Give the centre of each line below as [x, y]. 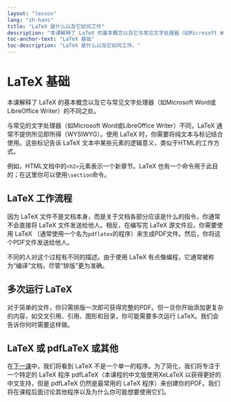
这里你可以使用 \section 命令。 [68, 174]
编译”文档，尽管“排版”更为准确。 [62, 265]
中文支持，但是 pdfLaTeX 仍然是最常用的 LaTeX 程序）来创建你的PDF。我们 [114, 383]
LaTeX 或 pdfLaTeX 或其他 [63, 348]
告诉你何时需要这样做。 [40, 324]
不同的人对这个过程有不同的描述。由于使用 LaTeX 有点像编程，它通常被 [108, 257]
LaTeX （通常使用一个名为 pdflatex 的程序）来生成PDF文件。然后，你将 [115, 233]
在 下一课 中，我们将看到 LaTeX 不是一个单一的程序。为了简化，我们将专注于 [114, 366]
